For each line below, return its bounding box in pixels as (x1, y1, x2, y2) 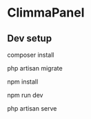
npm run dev (7, 91, 43, 99)
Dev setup (7, 33, 52, 44)
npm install (7, 77, 39, 86)
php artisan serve (7, 104, 57, 112)
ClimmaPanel (7, 5, 85, 21)
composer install (7, 51, 54, 59)
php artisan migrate (7, 64, 63, 72)
